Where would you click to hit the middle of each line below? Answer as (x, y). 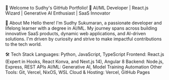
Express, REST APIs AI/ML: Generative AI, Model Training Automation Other (84, 67)
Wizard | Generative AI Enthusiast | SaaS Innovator (58, 13)
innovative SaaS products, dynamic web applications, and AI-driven (76, 33)
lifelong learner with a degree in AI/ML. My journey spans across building (81, 28)
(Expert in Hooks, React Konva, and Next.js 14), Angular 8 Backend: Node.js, (84, 61)
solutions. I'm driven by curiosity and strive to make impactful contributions (83, 39)
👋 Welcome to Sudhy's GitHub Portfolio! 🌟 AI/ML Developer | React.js (77, 8)
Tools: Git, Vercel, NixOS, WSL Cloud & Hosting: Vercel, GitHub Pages (78, 72)
